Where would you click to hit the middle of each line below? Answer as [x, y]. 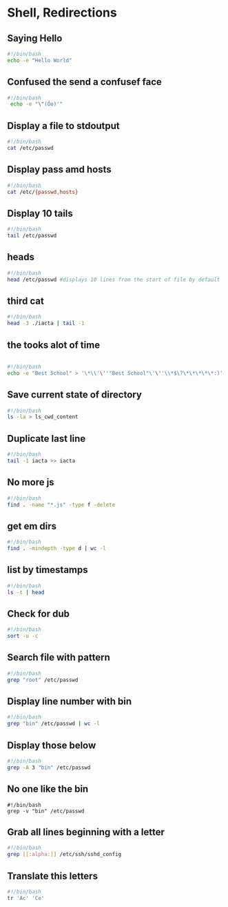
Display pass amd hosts [59, 169]
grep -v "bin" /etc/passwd [46, 811]
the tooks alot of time [54, 345]
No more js [31, 482]
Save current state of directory [75, 395]
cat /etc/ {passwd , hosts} [43, 192]
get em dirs [32, 526]
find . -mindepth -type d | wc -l [57, 549]
